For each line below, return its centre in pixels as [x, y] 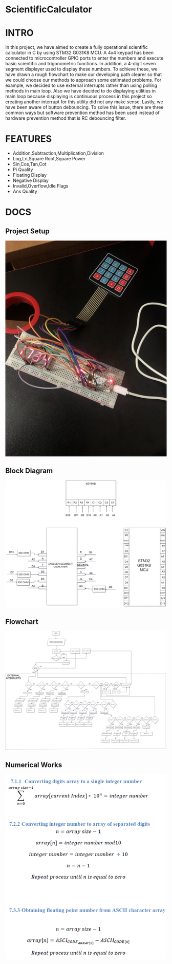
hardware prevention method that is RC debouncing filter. [66, 118]
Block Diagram [29, 471]
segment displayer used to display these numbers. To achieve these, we [81, 69]
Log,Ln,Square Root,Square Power [49, 159]
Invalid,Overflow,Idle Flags [40, 186]
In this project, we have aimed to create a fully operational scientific [77, 47]
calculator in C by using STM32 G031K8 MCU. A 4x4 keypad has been [79, 53]
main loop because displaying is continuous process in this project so [79, 97]
